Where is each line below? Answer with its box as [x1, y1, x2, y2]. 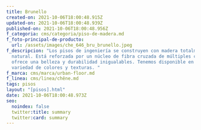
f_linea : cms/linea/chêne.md [6, 75, 79, 81]
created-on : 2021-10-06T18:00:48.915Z [6, 14, 103, 20]
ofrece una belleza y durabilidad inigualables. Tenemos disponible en [11, 59, 194, 65]
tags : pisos [6, 81, 36, 87]
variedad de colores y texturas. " [11, 64, 100, 71]
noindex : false [11, 103, 50, 110]
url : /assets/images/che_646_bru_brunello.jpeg [11, 43, 133, 49]
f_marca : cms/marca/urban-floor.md [6, 70, 95, 76]
